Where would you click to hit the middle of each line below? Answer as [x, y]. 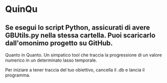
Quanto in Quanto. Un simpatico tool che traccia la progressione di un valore [83, 55]
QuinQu [21, 9]
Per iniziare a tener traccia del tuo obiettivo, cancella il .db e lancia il [75, 70]
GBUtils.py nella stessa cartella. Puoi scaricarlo [80, 35]
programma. [18, 75]
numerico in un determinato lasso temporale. [51, 60]
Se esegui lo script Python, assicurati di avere [78, 28]
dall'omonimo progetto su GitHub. [59, 43]
